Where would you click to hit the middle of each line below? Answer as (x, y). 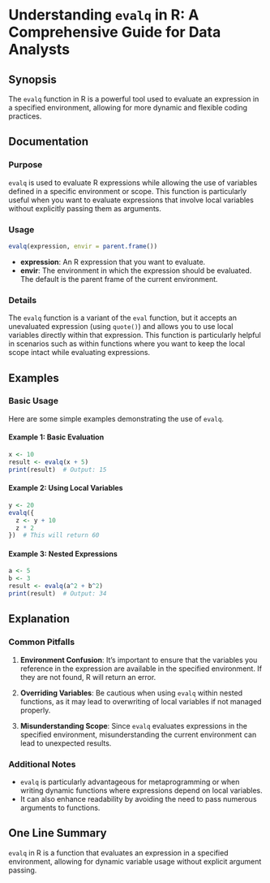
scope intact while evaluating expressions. (79, 353)
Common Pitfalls (42, 642)
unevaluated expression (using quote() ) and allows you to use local (121, 327)
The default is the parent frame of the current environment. (119, 279)
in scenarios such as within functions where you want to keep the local (127, 344)
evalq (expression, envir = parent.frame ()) (83, 246)
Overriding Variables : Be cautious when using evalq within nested (131, 693)
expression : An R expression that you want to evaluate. (113, 262)
